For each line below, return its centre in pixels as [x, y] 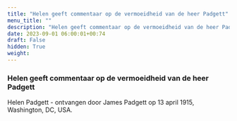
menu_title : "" [30, 21]
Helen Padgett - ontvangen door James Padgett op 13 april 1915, [101, 103]
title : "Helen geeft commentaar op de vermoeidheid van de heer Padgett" [118, 14]
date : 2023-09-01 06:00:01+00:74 [56, 34]
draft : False [26, 40]
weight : [19, 54]
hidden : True [26, 47]
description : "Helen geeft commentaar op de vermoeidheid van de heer [113, 27]
